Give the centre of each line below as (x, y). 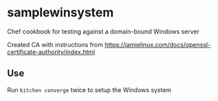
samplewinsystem (61, 13)
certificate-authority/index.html (51, 52)
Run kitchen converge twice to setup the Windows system (89, 89)
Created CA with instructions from (55, 44)
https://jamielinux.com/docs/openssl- (158, 44)
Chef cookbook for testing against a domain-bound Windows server (104, 31)
